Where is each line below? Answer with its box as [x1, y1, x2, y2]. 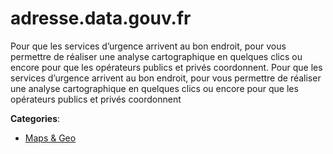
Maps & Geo [24, 132, 77, 144]
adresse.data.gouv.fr [10, 7, 192, 30]
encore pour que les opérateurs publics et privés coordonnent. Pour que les [10, 61, 323, 73]
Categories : [10, 112, 61, 124]
